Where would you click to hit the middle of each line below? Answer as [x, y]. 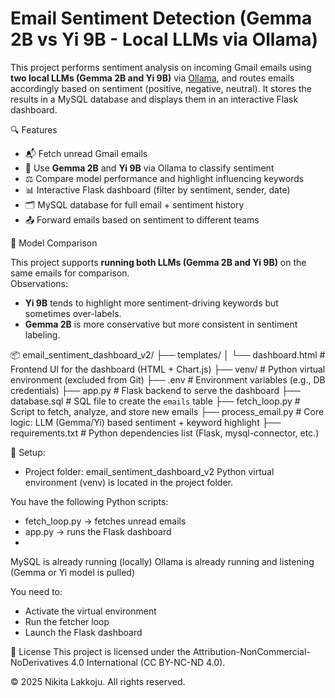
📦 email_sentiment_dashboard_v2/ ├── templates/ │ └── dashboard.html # [168, 354]
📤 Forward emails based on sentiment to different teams [142, 219]
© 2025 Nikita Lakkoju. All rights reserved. [98, 681]
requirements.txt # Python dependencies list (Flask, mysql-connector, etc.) [165, 433]
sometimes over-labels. [73, 313]
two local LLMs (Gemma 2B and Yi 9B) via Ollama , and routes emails [152, 78]
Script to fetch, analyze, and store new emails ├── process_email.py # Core [167, 411]
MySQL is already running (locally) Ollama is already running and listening [162, 561]
